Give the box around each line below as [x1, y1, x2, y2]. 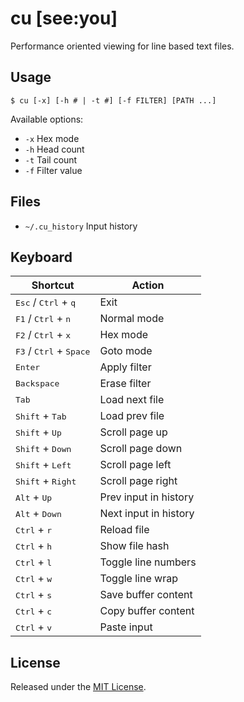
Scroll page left [99, 458, 172, 472]
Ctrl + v [15, 620, 53, 634]
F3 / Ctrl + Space [15, 344, 91, 358]
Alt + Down [15, 507, 62, 521]
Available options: [10, 113, 84, 125]
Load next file [99, 393, 165, 407]
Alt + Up [15, 490, 53, 504]
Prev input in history [99, 490, 195, 504]
